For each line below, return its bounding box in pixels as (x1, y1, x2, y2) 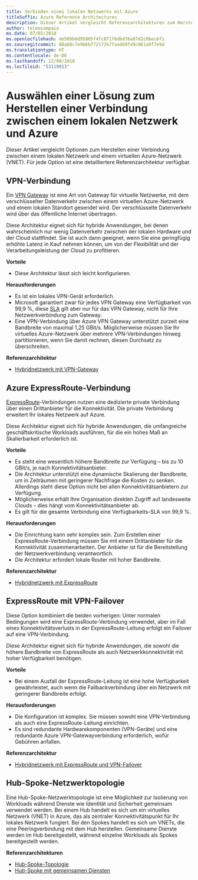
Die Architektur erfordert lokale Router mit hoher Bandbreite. (14, 556, 161, 563)
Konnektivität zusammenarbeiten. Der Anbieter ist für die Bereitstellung (14, 543, 187, 550)
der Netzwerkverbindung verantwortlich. (14, 550, 114, 557)
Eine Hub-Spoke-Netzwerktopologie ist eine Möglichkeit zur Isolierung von (6, 794, 188, 801)
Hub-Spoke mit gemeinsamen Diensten (14, 866, 110, 874)
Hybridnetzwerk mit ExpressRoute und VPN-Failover (14, 761, 143, 768)
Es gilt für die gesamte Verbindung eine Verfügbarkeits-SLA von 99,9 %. (14, 508, 192, 515)
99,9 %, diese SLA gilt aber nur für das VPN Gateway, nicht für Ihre (14, 305, 178, 312)
